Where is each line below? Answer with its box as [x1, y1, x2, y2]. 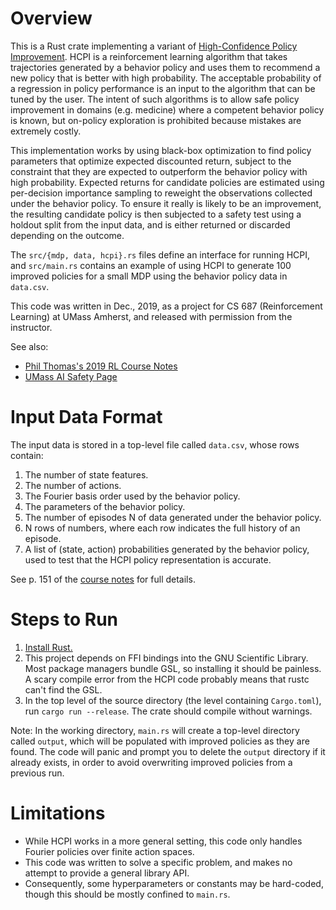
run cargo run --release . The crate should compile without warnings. [24, 705, 313, 717]
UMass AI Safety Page [24, 370, 118, 382]
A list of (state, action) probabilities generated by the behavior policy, [24, 543, 310, 555]
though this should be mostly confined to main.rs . [24, 888, 231, 900]
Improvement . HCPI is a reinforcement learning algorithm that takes [10, 50, 288, 62]
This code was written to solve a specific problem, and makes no [24, 856, 293, 868]
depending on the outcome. [10, 229, 125, 241]
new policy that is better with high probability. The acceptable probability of [10, 72, 322, 84]
